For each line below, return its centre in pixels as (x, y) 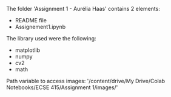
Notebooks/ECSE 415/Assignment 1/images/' (62, 87)
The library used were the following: (51, 38)
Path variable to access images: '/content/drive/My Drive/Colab (86, 81)
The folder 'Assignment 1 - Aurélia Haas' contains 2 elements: (83, 9)
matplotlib (28, 50)
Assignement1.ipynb (40, 27)
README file (31, 20)
